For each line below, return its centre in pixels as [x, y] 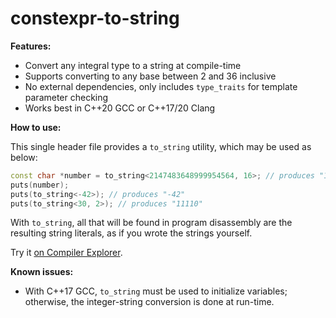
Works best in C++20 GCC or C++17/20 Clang [120, 108]
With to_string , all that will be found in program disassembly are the [151, 223]
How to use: [36, 127]
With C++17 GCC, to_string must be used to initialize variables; [156, 291]
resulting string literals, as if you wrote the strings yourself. [131, 233]
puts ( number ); [40, 185]
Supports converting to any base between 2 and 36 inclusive [150, 76]
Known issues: [42, 272]
